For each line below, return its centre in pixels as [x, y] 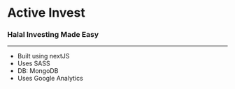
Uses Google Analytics [50, 79]
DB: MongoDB [38, 71]
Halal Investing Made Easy [53, 35]
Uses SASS [34, 63]
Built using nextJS [43, 56]
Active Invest [46, 13]
